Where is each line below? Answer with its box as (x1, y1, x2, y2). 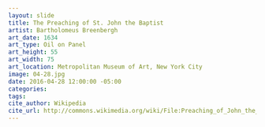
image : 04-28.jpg (8, 70, 65, 78)
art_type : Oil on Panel (8, 41, 87, 49)
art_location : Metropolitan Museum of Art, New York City (8, 63, 203, 71)
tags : (8, 92, 26, 100)
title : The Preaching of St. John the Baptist (8, 19, 164, 27)
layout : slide (8, 11, 55, 20)
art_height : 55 (8, 48, 58, 56)
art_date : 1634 (8, 33, 58, 42)
